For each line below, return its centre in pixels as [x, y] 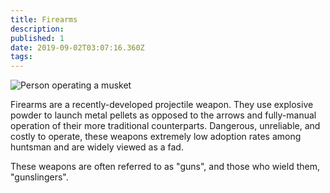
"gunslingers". [39, 177]
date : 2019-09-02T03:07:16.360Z [77, 47]
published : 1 [37, 38]
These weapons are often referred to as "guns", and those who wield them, [165, 167]
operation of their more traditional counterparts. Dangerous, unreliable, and [165, 126]
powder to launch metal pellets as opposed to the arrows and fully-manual [163, 115]
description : [37, 29]
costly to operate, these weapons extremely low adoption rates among [156, 137]
